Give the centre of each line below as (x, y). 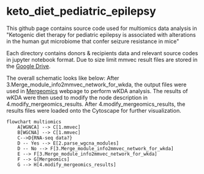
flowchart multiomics (34, 122)
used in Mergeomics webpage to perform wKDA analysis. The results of (97, 91)
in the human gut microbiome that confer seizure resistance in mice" (93, 41)
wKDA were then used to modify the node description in (77, 97)
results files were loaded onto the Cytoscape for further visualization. (94, 110)
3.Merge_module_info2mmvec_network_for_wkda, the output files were (96, 85)
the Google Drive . (28, 66)
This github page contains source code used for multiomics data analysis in (102, 28)
